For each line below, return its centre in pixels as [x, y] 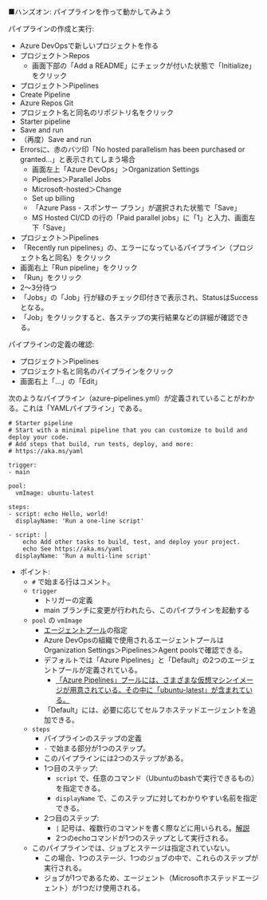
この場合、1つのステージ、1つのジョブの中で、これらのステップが [151, 858]
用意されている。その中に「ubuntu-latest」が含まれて [158, 690]
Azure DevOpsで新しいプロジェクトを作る [89, 45]
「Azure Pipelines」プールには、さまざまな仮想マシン [144, 680]
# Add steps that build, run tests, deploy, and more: [101, 444]
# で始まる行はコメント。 [73, 582]
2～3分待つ [38, 287]
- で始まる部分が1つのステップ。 [96, 748]
